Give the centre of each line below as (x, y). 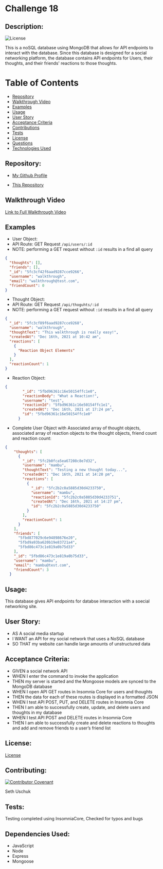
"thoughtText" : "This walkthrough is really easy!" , (64, 332)
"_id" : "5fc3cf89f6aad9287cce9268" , (46, 323)
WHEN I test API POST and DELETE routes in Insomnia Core (72, 717)
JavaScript (23, 846)
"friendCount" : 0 (27, 285)
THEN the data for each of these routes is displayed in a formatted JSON (85, 697)
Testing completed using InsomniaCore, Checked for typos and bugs (74, 819)
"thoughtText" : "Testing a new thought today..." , (75, 470)
